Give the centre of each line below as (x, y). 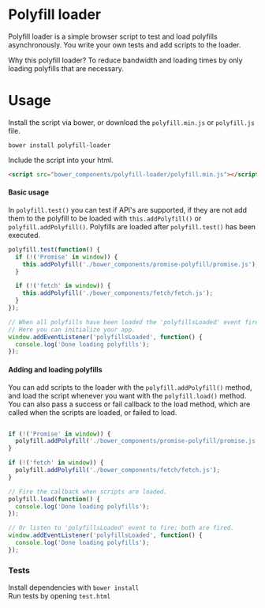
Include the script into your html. (61, 160)
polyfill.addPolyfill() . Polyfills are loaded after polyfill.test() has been (132, 226)
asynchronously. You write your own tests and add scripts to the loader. (125, 44)
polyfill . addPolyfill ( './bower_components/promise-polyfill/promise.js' (137, 441)
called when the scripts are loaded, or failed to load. (93, 412)
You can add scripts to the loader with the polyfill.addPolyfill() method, (130, 387)
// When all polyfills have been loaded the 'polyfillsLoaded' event (125, 322)
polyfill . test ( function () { (54, 249)
